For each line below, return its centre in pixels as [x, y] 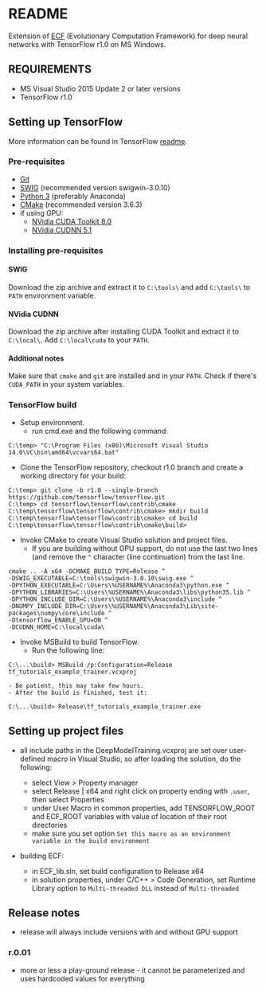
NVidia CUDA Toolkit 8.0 [72, 221]
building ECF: [42, 856]
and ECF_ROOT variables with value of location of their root [129, 816]
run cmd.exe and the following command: [100, 431]
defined [33, 759]
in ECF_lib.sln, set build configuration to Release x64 [118, 871]
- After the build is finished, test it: [78, 693]
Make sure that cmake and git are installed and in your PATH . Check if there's [133, 376]
